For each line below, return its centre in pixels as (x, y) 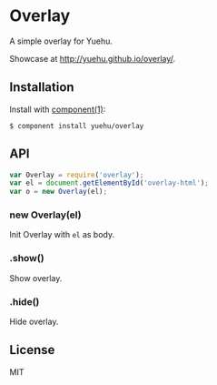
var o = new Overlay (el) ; (58, 192)
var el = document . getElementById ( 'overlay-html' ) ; (109, 183)
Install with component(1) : (58, 109)
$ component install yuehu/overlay (77, 126)
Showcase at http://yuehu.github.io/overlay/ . (93, 58)
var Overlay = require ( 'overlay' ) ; (77, 175)
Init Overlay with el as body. (62, 235)
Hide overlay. (34, 322)
